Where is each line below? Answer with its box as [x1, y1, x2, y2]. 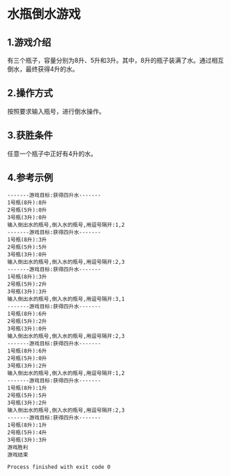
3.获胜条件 [7, 130, 54, 142]
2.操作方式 [7, 87, 54, 99]
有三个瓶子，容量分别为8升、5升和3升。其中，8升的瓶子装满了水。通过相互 [7, 57, 225, 64]
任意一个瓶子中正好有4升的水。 [7, 149, 98, 158]
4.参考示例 [7, 172, 54, 184]
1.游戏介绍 [7, 36, 52, 48]
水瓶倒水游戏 [7, 6, 82, 22]
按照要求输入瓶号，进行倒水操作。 [7, 107, 105, 115]
